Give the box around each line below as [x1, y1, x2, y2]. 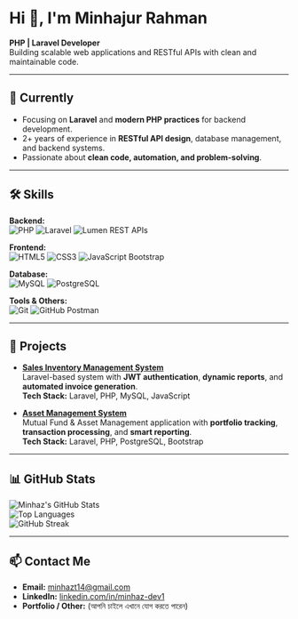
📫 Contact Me [9, 553, 91, 568]
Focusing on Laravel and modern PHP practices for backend [21, 114, 247, 125]
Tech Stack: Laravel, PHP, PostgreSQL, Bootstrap [21, 436, 204, 447]
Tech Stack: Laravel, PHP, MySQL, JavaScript [21, 390, 191, 401]
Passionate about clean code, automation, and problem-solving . [21, 151, 262, 163]
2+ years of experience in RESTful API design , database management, [21, 133, 282, 143]
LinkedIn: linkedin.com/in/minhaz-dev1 [21, 591, 165, 601]
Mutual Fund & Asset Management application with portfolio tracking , [21, 417, 278, 428]
